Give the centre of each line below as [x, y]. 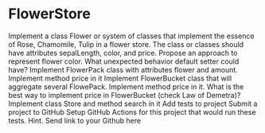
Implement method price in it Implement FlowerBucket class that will [120, 78]
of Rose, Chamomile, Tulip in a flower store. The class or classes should [126, 44]
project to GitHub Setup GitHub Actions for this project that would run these [132, 111]
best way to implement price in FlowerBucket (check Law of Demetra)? [125, 95]
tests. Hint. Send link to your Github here [75, 120]
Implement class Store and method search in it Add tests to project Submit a [133, 104]
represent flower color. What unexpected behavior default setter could [124, 61]
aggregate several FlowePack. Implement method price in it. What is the [126, 86]
